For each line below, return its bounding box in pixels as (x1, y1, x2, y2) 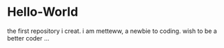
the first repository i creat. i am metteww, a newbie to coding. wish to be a (7, 27, 217, 35)
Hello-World (7, 4, 79, 20)
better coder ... (7, 34, 50, 42)
